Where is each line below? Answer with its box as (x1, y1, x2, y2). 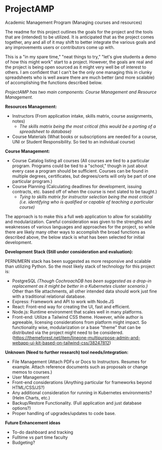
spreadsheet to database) (19, 128, 72, 134)
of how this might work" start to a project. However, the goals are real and (5, 59, 153, 65)
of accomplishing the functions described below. (5, 79, 103, 86)
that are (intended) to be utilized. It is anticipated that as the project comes (5, 34, 154, 40)
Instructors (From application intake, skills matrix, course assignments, (12, 113, 153, 119)
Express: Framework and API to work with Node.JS (12, 298, 114, 304)
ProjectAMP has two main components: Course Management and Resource (5, 89, 157, 95)
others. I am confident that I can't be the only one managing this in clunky (5, 69, 152, 75)
